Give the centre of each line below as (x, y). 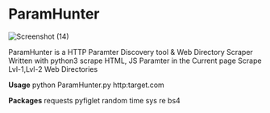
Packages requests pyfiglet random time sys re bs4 (95, 100)
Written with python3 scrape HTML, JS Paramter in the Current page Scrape (135, 61)
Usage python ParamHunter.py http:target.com (87, 85)
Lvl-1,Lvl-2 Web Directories (53, 69)
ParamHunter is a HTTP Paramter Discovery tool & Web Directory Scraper (131, 52)
